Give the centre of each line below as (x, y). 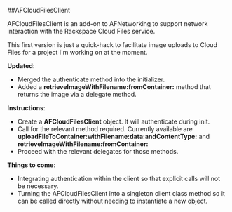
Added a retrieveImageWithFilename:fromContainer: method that (114, 87)
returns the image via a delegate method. (77, 94)
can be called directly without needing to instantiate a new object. (112, 201)
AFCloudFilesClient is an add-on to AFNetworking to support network (108, 24)
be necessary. (38, 186)
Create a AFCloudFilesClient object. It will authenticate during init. (114, 121)
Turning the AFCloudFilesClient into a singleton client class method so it (121, 193)
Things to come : (32, 165)
